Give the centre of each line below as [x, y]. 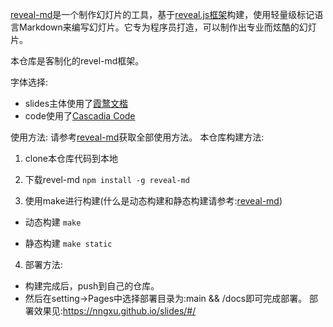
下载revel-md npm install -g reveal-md [107, 179]
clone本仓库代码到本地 [71, 158]
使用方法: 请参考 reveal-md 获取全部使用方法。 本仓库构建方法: [137, 137]
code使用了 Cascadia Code [80, 116]
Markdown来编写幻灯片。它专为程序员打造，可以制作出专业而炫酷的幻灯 [167, 27]
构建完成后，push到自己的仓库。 [92, 286]
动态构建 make [53, 222]
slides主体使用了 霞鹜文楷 [76, 103]
